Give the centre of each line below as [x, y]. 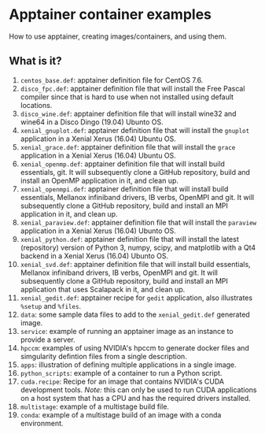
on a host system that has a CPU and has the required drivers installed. [135, 398]
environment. [42, 423]
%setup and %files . [51, 306]
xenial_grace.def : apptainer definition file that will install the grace [128, 147]
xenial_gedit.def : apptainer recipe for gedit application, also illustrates [136, 298]
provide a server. [48, 339]
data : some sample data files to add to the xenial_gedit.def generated [135, 314]
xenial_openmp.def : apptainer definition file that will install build [122, 164]
